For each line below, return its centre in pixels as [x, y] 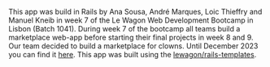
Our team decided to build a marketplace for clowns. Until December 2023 [133, 46]
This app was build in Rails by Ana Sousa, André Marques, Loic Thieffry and [135, 12]
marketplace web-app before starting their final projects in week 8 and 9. [131, 37]
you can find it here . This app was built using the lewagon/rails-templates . [133, 54]
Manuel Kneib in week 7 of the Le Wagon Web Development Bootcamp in [131, 20]
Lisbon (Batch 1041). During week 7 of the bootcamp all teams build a [124, 29]
